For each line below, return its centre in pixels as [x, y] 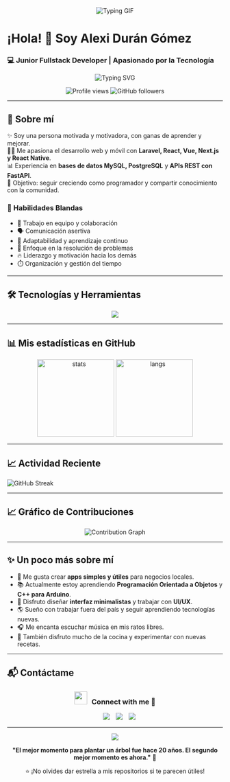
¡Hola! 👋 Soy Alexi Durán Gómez [99, 39]
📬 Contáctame [40, 673]
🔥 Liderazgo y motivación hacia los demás [77, 255]
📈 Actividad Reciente [54, 463]
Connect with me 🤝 [124, 702]
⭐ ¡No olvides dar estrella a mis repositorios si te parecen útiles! [115, 771]
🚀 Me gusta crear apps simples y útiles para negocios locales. [105, 577]
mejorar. [19, 143]
